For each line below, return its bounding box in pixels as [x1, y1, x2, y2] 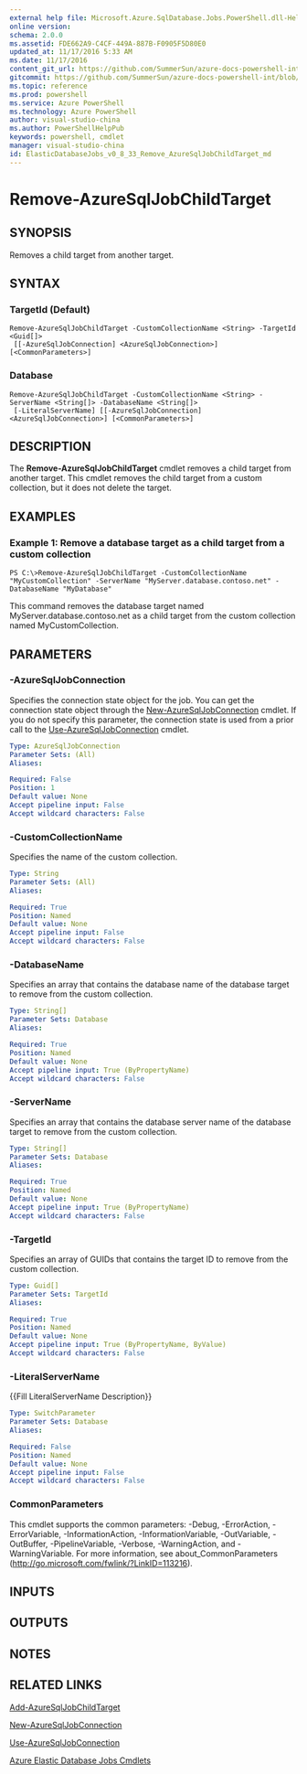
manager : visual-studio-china [9, 141, 125, 150]
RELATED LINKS [9, 1677, 102, 1693]
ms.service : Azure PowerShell [9, 98, 125, 108]
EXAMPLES [9, 508, 76, 524]
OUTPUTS [9, 1615, 69, 1630]
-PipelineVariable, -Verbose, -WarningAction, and [49, 1538, 236, 1549]
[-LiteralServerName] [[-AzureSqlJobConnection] [13, 406, 203, 415]
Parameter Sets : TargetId [9, 1289, 108, 1298]
